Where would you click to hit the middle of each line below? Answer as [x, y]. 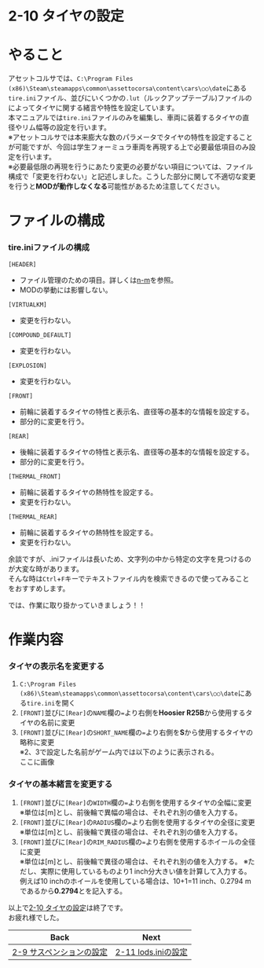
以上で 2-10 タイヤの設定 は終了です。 [68, 907]
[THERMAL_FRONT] [35, 476]
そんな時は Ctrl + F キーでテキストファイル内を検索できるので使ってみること [129, 578]
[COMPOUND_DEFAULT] [40, 335]
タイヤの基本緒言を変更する [60, 784]
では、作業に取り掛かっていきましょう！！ [77, 605]
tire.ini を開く [51, 703]
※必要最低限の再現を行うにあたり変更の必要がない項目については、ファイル [131, 167]
